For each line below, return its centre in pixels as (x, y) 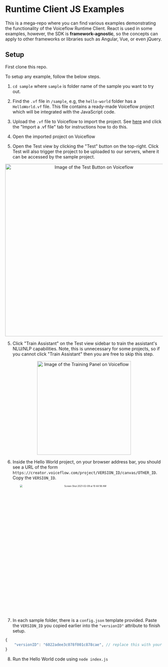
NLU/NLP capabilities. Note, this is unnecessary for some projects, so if (86, 348)
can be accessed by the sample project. (53, 156)
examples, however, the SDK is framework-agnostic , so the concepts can (82, 33)
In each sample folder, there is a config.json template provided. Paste (85, 620)
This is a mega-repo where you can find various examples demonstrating (80, 23)
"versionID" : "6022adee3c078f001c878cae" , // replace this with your (88, 645)
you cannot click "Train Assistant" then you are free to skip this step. (83, 354)
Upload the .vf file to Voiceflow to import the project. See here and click (87, 121)
